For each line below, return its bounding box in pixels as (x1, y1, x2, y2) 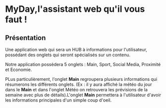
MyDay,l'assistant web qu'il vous (5, 3, 145, 15)
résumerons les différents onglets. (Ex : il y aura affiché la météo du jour (5, 81, 152, 87)
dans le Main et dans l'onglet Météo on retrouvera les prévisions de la (5, 87, 148, 92)
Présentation (5, 34, 46, 42)
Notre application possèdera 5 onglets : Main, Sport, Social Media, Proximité (5, 62, 161, 67)
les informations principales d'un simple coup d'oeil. (5, 97, 112, 103)
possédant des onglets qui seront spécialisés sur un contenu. (5, 52, 130, 58)
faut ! (5, 14, 27, 25)
